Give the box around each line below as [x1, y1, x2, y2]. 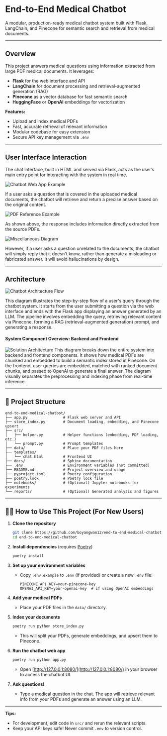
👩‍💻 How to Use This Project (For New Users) [5, 507, 144, 516]
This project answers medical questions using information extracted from [5, 63, 156, 69]
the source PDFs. [5, 226, 41, 232]
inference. [5, 378, 26, 384]
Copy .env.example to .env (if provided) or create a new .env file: [19, 572, 153, 578]
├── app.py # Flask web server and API [5, 415, 121, 420]
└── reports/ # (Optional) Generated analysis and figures [5, 489, 159, 494]
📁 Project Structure [5, 397, 66, 406]
